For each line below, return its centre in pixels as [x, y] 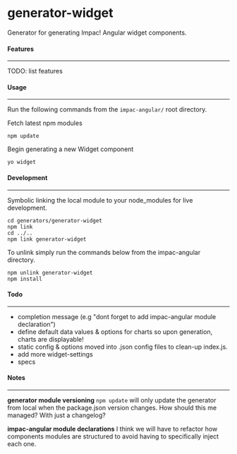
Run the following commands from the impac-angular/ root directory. [107, 109]
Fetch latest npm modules [45, 123]
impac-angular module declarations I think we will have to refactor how [113, 429]
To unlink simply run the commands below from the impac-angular [104, 252]
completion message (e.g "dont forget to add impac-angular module [117, 316]
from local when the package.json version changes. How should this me [112, 407]
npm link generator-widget [47, 239]
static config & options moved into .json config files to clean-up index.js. [122, 347]
